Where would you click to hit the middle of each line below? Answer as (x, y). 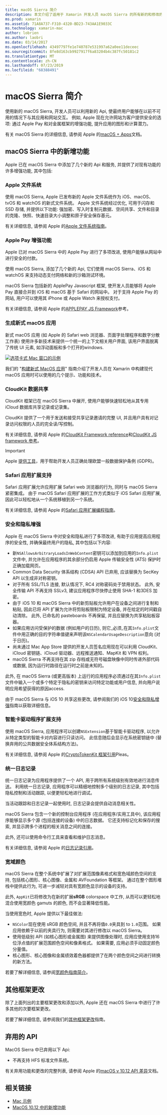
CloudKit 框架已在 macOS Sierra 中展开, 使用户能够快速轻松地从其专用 (77, 400)
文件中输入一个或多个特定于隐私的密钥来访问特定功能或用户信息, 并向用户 (80, 682)
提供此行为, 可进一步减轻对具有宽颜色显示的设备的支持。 (72, 886)
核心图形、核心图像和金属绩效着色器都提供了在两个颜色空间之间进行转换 (86, 955)
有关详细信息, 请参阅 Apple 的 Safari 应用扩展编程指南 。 (62, 510)
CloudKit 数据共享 (27, 389)
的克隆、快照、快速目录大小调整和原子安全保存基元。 (60, 216)
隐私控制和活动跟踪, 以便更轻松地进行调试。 (50, 793)
